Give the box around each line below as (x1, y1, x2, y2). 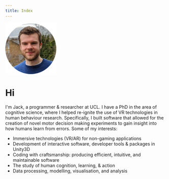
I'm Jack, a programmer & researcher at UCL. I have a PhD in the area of (5, 104, 157, 110)
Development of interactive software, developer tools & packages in (12, 140, 155, 147)
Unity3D (12, 146, 31, 152)
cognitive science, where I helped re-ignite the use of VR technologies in (5, 109, 158, 115)
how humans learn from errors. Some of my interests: (5, 125, 118, 132)
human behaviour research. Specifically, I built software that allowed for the (5, 114, 164, 121)
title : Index (5, 8, 33, 13)
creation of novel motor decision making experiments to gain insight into (5, 120, 157, 126)
